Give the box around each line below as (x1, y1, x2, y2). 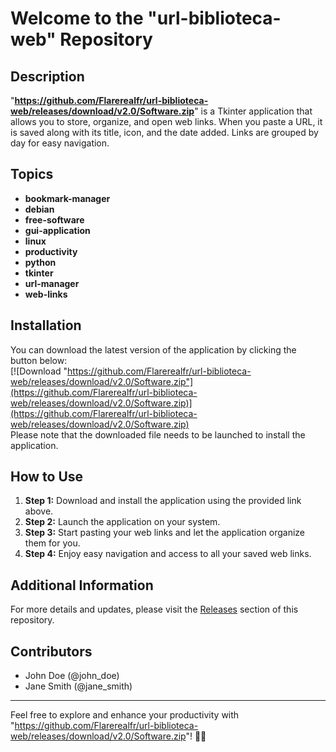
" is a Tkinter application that (194, 105, 313, 117)
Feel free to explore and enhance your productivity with (10, 709, 240, 721)
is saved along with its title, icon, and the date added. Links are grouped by (10, 127, 319, 138)
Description (10, 68, 85, 85)
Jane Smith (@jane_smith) (24, 680, 133, 692)
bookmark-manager (24, 192, 111, 204)
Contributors (10, 643, 93, 660)
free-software (24, 213, 85, 226)
